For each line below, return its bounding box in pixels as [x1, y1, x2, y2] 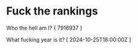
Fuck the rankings [6, 4, 98, 18]
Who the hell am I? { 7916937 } [6, 24, 83, 31]
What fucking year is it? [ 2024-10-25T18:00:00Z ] [6, 36, 132, 43]
